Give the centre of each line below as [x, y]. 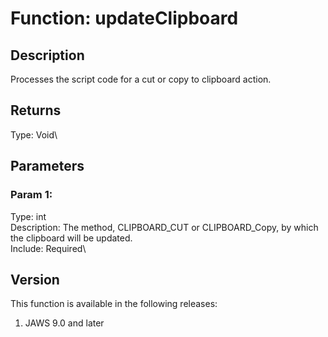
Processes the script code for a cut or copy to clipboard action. [141, 79]
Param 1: [31, 195]
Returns [36, 110]
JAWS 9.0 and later [64, 323]
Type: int [28, 216]
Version [35, 279]
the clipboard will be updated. [71, 238]
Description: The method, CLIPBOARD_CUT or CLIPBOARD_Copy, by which [164, 227]
